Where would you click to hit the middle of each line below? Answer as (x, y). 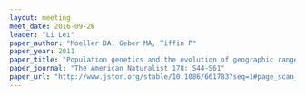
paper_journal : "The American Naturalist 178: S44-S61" (117, 69)
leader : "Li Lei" (42, 34)
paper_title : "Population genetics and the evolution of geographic (142, 60)
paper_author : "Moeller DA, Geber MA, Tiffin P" (103, 43)
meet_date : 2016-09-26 (52, 26)
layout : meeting (40, 18)
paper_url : (30, 77)
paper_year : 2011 (42, 52)
